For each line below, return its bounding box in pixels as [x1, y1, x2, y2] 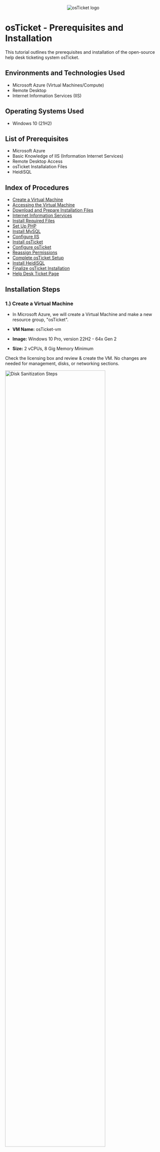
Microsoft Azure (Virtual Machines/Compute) [12, 82, 105, 88]
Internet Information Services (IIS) [12, 93, 82, 99]
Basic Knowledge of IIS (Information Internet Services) [12, 153, 124, 159]
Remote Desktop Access [12, 158, 63, 164]
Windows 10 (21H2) [12, 120, 52, 126]
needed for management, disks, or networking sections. [5, 360, 120, 366]
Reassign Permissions [12, 249, 58, 256]
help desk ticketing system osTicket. [5, 54, 80, 60]
